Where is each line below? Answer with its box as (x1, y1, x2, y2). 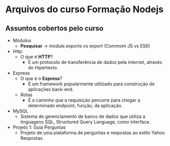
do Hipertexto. (28, 65, 59, 70)
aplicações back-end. (28, 86, 74, 92)
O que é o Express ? (20, 76, 62, 81)
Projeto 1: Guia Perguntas (12, 124, 66, 130)
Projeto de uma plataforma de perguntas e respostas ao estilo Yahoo (20, 130, 165, 136)
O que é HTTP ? (20, 54, 53, 60)
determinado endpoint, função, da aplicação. (28, 103, 123, 108)
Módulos (12, 37, 32, 43)
